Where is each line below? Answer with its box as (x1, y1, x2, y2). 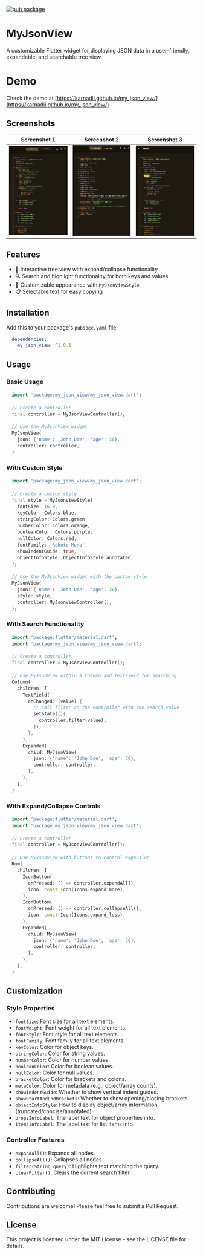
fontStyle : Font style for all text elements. (14, 1031, 120, 1038)
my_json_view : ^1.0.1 (17, 342, 71, 349)
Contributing (6, 1186, 56, 1197)
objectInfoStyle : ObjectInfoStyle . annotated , (17, 554, 134, 560)
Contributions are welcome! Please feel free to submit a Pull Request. (6, 1202, 179, 1209)
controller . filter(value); (38, 717, 107, 724)
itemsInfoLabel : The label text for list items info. (14, 1120, 135, 1128)
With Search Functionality (6, 620, 85, 628)
